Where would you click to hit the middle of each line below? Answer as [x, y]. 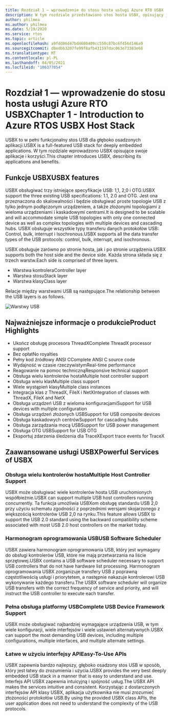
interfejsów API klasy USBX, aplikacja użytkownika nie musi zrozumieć [80, 692]
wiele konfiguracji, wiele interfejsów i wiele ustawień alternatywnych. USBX [84, 630]
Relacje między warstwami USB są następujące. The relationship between [83, 291]
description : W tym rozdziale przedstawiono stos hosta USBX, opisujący [84, 15]
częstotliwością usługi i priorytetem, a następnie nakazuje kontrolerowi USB [85, 577]
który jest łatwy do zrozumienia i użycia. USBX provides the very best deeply [86, 671]
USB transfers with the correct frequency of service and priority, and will [82, 588]
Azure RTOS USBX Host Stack [70, 126]
